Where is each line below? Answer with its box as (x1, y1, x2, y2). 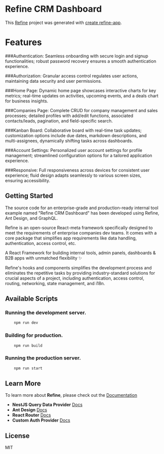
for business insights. (5, 98, 48, 104)
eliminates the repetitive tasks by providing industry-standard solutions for (5, 270, 155, 276)
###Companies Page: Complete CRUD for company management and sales (5, 107, 158, 113)
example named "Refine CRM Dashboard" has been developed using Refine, (5, 210, 160, 216)
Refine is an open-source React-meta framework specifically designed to (5, 224, 153, 231)
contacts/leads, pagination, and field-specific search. (5, 118, 113, 123)
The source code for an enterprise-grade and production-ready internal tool (5, 205, 159, 211)
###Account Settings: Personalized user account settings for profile (5, 147, 142, 153)
